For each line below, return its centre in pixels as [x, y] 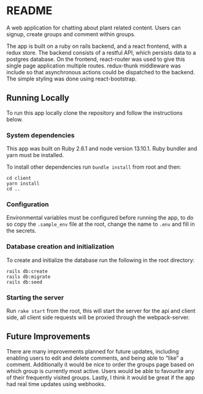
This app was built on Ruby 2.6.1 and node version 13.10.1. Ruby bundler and [102, 149]
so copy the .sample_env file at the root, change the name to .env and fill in [101, 224]
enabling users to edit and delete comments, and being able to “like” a [95, 358]
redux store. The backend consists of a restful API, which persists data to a [101, 52]
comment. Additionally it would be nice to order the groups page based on [100, 364]
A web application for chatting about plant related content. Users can [94, 28]
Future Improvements [48, 337]
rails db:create [27, 271]
